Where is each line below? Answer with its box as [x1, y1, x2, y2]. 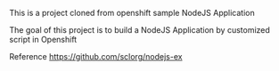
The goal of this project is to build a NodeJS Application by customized [9, 25, 270, 35]
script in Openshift [9, 35, 78, 44]
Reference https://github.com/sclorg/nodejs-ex [9, 51, 183, 61]
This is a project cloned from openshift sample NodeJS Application [9, 8, 256, 18]
